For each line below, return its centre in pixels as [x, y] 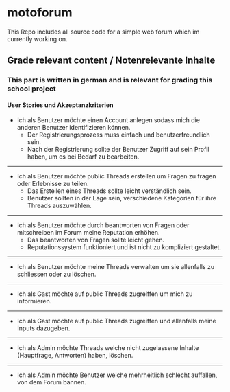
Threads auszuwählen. [59, 206]
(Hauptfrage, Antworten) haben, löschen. [75, 356]
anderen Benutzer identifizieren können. [74, 128]
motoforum [40, 13]
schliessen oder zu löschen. [56, 274]
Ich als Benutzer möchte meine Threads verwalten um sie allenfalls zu [116, 267]
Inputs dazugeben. [43, 328]
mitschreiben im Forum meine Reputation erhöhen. [88, 233]
